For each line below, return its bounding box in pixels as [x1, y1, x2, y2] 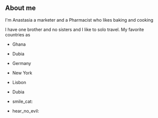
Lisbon [12, 79, 26, 85]
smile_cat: [12, 98, 33, 104]
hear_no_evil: [12, 108, 39, 114]
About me [5, 4, 36, 12]
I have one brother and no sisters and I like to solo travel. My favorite [5, 27, 144, 32]
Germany [12, 60, 31, 66]
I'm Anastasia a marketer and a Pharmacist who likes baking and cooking [5, 17, 154, 23]
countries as [5, 31, 31, 37]
